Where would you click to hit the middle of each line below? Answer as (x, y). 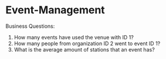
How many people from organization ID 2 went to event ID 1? (87, 43)
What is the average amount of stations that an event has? (84, 49)
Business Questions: (30, 26)
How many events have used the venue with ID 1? (74, 37)
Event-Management (55, 10)
